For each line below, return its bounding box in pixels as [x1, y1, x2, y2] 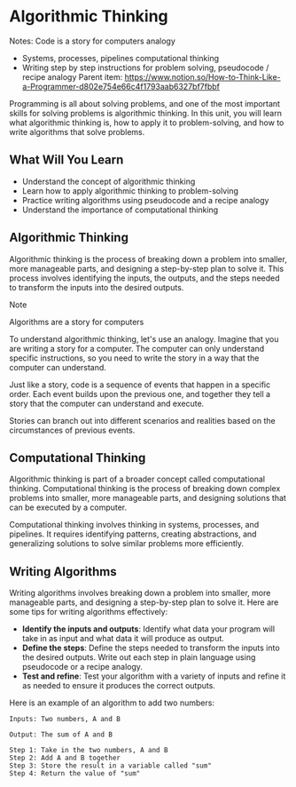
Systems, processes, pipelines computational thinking [21, 52, 220, 63]
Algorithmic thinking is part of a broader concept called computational [9, 473, 266, 485]
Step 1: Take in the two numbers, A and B [9, 746, 168, 755]
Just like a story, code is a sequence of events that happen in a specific [9, 379, 271, 390]
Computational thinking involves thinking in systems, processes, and [9, 520, 260, 530]
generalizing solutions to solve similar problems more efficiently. [9, 538, 245, 549]
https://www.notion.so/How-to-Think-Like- [124, 71, 281, 82]
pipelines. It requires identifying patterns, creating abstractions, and [9, 529, 257, 539]
